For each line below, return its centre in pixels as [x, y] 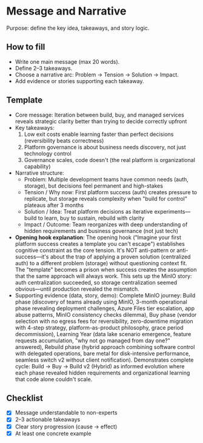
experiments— [172, 211]
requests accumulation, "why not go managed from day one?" [93, 340]
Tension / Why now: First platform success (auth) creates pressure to [111, 192]
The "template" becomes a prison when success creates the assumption [106, 269]
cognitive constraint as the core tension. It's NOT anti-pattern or [95, 250]
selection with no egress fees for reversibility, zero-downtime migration [104, 321]
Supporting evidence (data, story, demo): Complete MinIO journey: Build [105, 295]
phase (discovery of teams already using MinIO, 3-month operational [101, 302]
